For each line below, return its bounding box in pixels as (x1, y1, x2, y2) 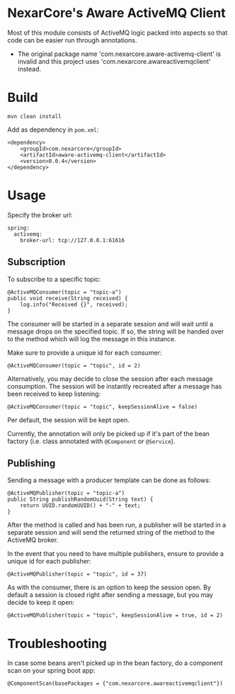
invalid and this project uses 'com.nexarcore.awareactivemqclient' (17, 57, 211, 65)
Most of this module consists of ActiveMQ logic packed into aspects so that (7, 28, 228, 37)
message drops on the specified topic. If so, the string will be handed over (7, 327, 224, 336)
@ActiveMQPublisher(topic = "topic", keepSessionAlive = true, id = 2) (7, 612, 223, 619)
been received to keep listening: (7, 389, 101, 398)
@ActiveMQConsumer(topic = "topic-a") (7, 288, 122, 295)
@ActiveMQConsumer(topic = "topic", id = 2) (7, 362, 141, 369)
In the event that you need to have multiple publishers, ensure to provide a (7, 550, 224, 558)
